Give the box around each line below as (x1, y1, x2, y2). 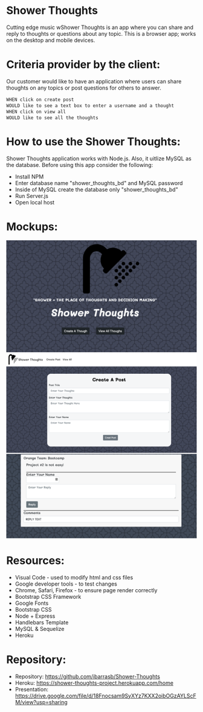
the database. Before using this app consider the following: (6, 161, 153, 168)
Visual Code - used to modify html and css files (14, 573, 134, 581)
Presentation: (14, 685, 48, 693)
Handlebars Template (14, 618, 69, 626)
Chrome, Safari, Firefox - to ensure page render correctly (14, 586, 158, 593)
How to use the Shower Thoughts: (6, 135, 181, 149)
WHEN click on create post (6, 96, 74, 103)
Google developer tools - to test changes (14, 580, 118, 587)
